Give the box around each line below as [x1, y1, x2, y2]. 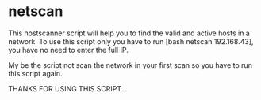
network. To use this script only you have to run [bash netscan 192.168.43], [8, 36, 254, 46]
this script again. [8, 69, 63, 78]
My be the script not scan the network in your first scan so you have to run [8, 60, 252, 69]
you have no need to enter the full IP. [8, 45, 129, 54]
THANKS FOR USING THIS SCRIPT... [8, 83, 128, 93]
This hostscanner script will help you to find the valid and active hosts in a [8, 28, 250, 38]
